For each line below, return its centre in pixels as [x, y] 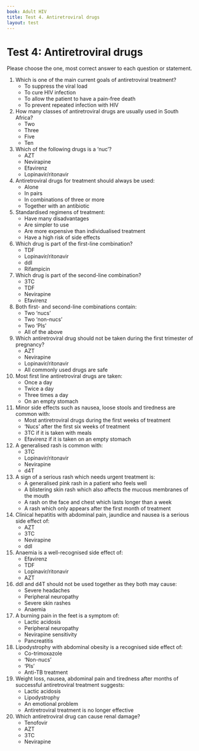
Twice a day [39, 389]
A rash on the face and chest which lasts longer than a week [98, 502]
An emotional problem [51, 704]
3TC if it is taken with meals [58, 433]
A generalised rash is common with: [59, 445]
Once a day [38, 383]
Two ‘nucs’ [37, 313]
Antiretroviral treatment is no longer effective [79, 710]
